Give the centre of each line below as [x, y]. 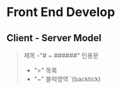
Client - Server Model [54, 38]
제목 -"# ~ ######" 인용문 [61, 55]
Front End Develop [61, 12]
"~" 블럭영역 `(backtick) [67, 79]
